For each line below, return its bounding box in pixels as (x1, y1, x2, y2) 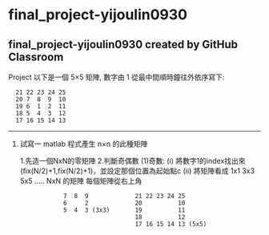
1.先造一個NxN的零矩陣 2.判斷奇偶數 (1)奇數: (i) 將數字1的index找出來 (19, 156, 246, 165)
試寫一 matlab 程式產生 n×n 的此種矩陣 (19, 139, 148, 148)
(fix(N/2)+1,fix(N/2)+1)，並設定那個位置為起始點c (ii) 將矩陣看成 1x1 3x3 (19, 166, 255, 176)
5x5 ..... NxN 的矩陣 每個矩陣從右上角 (19, 176, 143, 185)
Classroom (8, 50, 64, 63)
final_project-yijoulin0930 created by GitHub (8, 38, 239, 51)
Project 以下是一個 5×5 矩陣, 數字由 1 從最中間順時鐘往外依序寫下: (8, 72, 225, 82)
